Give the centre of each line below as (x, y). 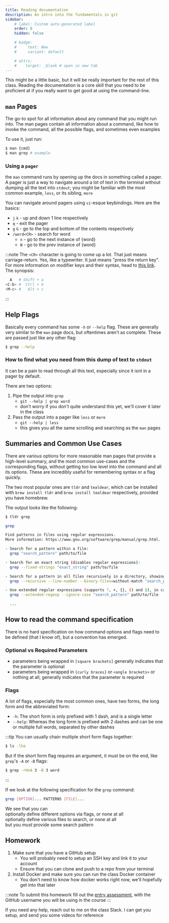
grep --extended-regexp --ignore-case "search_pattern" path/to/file (84, 595)
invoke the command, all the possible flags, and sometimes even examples (83, 130)
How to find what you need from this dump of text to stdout (79, 360)
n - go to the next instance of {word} (58, 240)
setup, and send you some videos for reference (55, 915)
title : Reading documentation (37, 10)
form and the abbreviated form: (38, 707)
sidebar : (14, 19)
